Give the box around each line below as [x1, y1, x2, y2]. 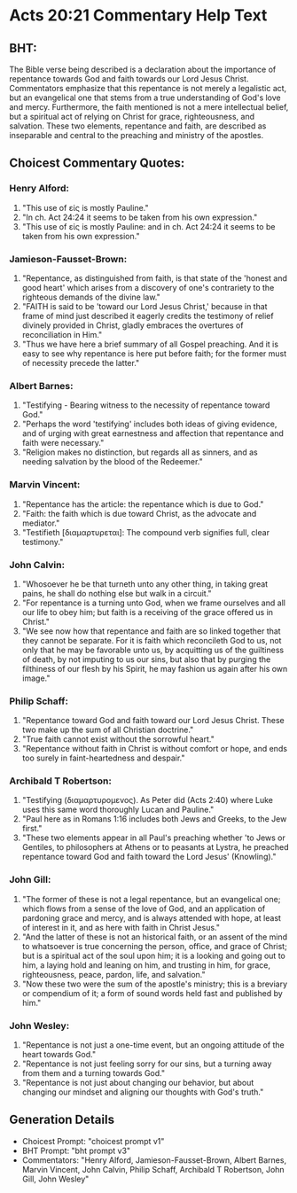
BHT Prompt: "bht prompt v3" [21, 1145, 131, 1156]
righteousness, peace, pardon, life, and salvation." [21, 969, 206, 979]
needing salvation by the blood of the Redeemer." [21, 456, 203, 467]
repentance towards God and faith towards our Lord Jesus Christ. [9, 74, 249, 84]
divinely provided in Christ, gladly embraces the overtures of [21, 320, 244, 331]
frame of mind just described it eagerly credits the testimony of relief [21, 310, 274, 321]
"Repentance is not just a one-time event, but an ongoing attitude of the [21, 1040, 285, 1050]
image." [21, 673, 51, 683]
